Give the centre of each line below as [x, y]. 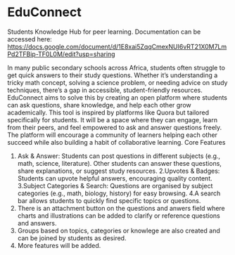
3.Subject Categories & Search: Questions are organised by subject [115, 185]
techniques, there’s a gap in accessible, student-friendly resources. [105, 90]
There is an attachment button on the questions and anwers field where [121, 208]
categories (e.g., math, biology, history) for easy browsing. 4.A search [119, 193]
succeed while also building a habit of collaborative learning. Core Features [116, 142]
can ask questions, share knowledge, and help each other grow [99, 105]
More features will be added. [59, 245]
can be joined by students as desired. [72, 238]
